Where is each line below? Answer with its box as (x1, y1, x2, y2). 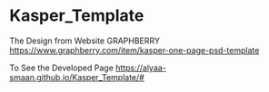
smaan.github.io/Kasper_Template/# (9, 71, 145, 82)
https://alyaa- (115, 62, 166, 73)
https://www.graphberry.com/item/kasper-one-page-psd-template (9, 44, 260, 55)
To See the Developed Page (9, 62, 114, 73)
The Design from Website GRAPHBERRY (9, 35, 161, 46)
